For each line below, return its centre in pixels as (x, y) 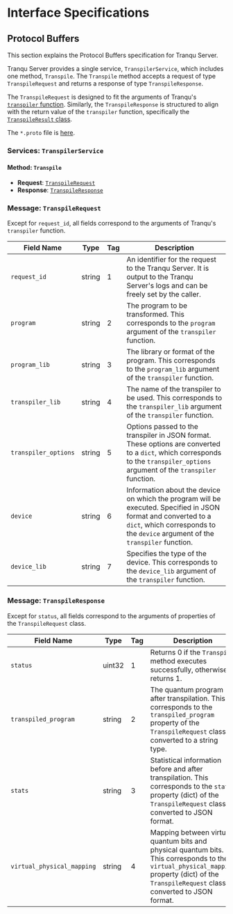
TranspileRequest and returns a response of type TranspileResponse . (105, 84)
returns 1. (166, 678)
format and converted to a (169, 517)
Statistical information (186, 760)
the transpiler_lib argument (174, 407)
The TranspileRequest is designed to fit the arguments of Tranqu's (102, 97)
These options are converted (173, 444)
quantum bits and (179, 841)
